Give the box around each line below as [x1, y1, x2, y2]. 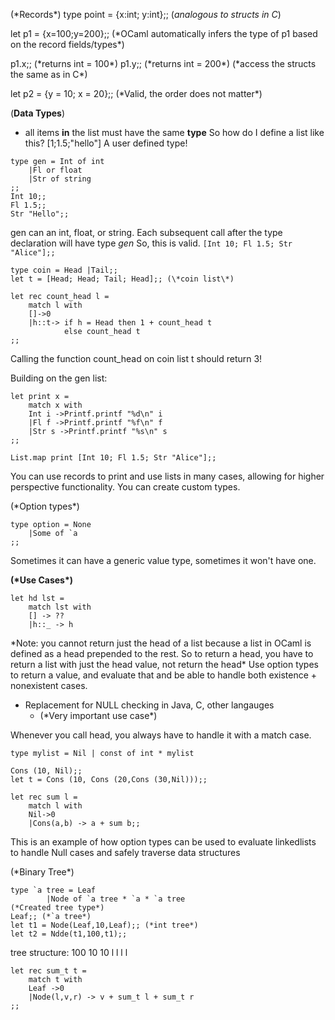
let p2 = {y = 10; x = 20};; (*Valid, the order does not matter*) [10, 88, 263, 99]
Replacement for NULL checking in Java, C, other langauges [24, 699, 275, 711]
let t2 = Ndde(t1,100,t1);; [10, 929, 128, 939]
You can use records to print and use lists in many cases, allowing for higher [10, 470, 325, 482]
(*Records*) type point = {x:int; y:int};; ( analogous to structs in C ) [10, 9, 282, 20]
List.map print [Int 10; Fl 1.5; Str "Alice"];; [10, 453, 217, 463]
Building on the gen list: [10, 372, 108, 384]
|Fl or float [28, 165, 83, 175]
